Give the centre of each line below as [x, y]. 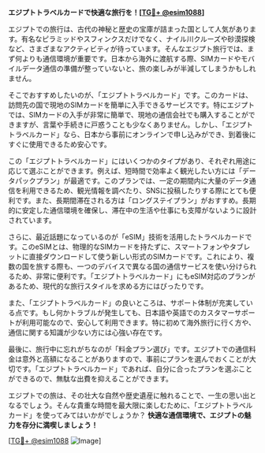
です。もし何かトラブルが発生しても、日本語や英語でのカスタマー [128, 313]
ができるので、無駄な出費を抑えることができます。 [91, 379]
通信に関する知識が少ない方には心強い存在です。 [88, 332]
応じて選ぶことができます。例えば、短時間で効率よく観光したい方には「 [125, 171]
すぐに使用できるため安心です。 [60, 144]
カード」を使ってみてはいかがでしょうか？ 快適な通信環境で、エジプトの [126, 415]
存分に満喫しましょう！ [60, 425]
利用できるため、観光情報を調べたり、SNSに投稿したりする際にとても [136, 191]
